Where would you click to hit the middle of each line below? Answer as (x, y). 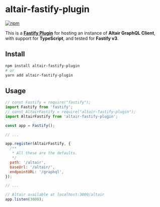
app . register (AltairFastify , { (38, 144)
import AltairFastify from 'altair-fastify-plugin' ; (62, 116)
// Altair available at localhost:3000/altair (55, 195)
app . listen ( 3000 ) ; (24, 199)
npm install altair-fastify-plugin (43, 66)
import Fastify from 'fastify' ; (39, 107)
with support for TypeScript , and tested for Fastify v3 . (62, 38)
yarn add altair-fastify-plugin (39, 75)
